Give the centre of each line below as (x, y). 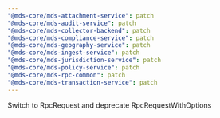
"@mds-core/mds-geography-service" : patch (79, 45)
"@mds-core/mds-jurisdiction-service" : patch (84, 61)
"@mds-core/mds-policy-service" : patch (74, 68)
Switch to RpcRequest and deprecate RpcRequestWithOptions (110, 105)
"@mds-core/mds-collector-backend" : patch (79, 30)
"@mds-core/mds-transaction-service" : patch (82, 82)
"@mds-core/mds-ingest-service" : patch (74, 53)
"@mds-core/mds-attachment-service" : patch (81, 16)
